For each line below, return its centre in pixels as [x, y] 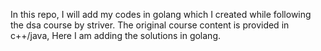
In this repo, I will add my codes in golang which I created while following [161, 14]
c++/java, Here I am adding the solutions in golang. [115, 35]
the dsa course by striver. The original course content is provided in [150, 25]
